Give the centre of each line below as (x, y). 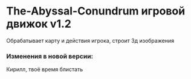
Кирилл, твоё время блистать (45, 69)
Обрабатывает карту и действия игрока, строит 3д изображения (90, 40)
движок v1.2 (39, 24)
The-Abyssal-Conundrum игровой (96, 11)
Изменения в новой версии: (50, 56)
